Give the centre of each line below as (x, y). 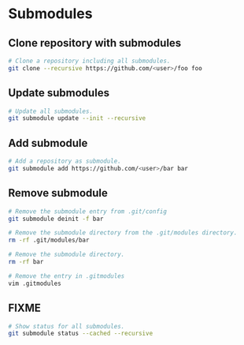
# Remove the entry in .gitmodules (67, 276)
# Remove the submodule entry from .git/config (88, 211)
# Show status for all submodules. (67, 326)
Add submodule (48, 143)
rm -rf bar (26, 262)
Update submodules (59, 93)
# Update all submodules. (50, 111)
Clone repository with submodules (95, 43)
